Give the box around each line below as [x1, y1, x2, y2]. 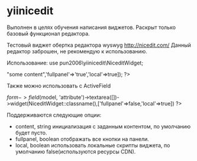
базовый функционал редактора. [7, 30, 91, 37]
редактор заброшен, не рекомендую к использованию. [7, 47, 147, 54]
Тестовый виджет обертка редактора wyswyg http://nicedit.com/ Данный [7, 41, 192, 49]
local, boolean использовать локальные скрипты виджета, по [15, 141, 170, 149]
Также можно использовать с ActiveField [7, 82, 111, 89]
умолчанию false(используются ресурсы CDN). [15, 148, 136, 155]
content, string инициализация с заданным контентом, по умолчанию [15, 123, 191, 130]
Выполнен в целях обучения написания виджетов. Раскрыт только [7, 24, 176, 31]
